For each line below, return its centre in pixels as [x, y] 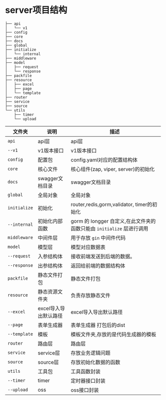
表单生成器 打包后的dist [98, 325]
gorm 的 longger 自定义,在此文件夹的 [113, 221]
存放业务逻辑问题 [91, 353]
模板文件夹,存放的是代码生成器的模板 [114, 334]
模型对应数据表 [88, 247]
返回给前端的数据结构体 [98, 265]
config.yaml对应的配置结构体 [104, 160]
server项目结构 [36, 10]
